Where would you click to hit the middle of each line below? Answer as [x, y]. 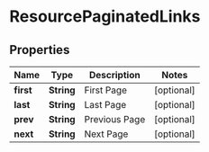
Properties [40, 50]
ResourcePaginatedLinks [105, 17]
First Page [106, 90]
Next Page [106, 134]
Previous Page [115, 119]
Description [115, 75]
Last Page [105, 105]
